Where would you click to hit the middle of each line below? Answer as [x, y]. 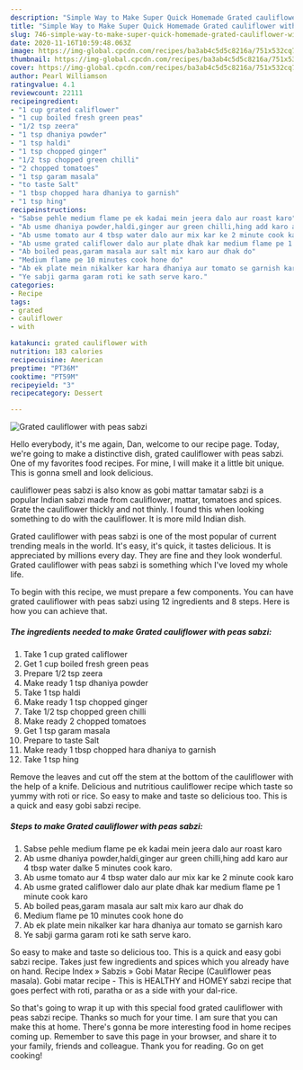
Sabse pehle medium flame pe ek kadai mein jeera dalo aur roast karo [152, 849]
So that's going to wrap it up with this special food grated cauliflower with [147, 1008]
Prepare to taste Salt [61, 740]
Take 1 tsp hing [51, 760]
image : [22, 51]
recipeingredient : [45, 101]
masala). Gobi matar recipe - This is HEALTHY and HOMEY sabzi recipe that [151, 981]
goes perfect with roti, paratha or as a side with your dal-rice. [124, 991]
